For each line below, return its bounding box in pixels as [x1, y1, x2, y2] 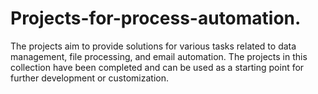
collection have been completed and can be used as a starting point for [10, 61, 305, 73]
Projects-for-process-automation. [10, 7, 302, 30]
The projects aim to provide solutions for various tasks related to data [10, 40, 297, 52]
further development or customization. [10, 72, 169, 84]
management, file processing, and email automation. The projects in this [10, 50, 308, 62]
